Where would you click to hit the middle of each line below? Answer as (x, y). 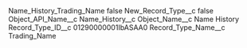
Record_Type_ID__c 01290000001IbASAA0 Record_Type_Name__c (117, 28)
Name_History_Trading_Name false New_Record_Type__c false (111, 11)
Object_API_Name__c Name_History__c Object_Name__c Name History (124, 19)
